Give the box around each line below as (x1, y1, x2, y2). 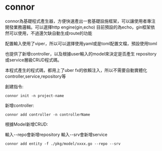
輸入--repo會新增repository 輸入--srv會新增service (5, 132, 108, 137)
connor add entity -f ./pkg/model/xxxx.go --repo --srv (5, 141, 121, 146)
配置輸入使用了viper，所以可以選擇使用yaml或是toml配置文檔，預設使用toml (5, 40, 157, 46)
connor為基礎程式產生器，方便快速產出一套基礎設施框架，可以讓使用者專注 (5, 18, 156, 24)
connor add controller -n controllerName (5, 112, 90, 117)
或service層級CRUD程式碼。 (5, 57, 62, 63)
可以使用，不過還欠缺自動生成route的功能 (9, 30, 92, 36)
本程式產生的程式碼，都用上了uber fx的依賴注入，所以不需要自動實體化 (5, 67, 147, 73)
